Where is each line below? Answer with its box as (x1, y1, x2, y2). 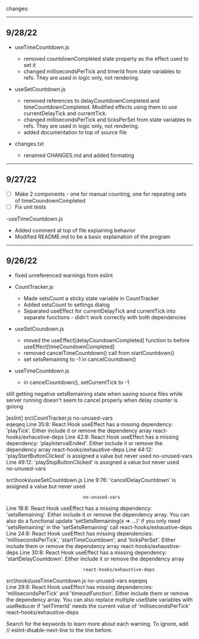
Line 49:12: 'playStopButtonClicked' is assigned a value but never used (6, 458, 179, 465)
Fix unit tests (14, 203, 46, 210)
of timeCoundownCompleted (14, 197, 86, 204)
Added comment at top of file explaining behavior (14, 226, 136, 234)
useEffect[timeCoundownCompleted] (23, 343, 115, 350)
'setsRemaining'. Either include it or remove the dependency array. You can (6, 511, 190, 518)
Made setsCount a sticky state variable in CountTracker (23, 294, 159, 302)
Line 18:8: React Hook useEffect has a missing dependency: (6, 505, 152, 512)
